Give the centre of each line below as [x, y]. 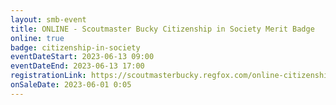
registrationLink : [48, 76]
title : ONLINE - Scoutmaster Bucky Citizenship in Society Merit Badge [162, 29]
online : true [37, 38]
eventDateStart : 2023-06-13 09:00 [82, 57]
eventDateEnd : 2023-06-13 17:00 [77, 66]
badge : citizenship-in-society [75, 47]
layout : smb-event [48, 19]
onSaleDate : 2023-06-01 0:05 [71, 85]
